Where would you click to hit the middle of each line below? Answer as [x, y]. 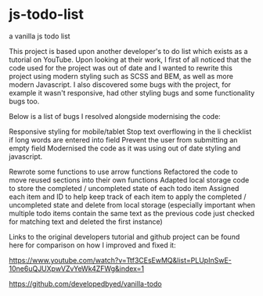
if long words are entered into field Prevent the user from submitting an [123, 139]
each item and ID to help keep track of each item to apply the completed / [128, 197]
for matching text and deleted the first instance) [86, 222]
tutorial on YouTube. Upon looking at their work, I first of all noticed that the [130, 60]
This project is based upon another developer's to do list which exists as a [128, 51]
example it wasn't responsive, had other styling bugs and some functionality [132, 92]
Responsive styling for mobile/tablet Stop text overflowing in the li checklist [130, 132]
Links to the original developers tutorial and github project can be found [124, 236]
